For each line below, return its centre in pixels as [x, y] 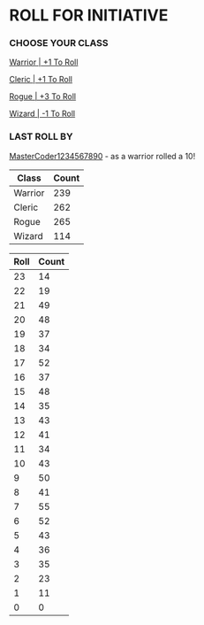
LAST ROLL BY [41, 136]
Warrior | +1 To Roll [44, 62]
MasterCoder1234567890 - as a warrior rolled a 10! [102, 156]
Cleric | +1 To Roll [41, 80]
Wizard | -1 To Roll [42, 114]
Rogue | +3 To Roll [43, 96]
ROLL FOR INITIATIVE [89, 15]
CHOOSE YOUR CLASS [59, 43]
